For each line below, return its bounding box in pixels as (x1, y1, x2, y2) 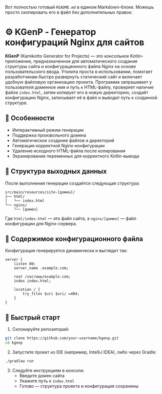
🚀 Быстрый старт (5, 313, 60, 322)
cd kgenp (5, 340, 23, 346)
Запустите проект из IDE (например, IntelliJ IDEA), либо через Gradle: (12, 349, 157, 355)
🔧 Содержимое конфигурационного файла (5, 234, 143, 243)
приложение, (5, 58, 33, 64)
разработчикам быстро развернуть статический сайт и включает (5, 73, 142, 80)
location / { (14, 287, 40, 292)
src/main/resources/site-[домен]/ (5, 189, 76, 195)
